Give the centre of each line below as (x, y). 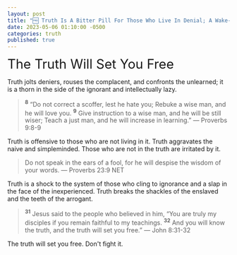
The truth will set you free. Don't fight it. (65, 244)
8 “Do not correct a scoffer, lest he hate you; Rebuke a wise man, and (125, 103)
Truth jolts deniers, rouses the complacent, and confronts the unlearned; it (115, 82)
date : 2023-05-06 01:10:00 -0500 (56, 27)
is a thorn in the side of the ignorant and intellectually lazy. (92, 90)
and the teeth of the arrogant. (50, 199)
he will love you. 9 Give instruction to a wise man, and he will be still (123, 112)
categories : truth (34, 34)
